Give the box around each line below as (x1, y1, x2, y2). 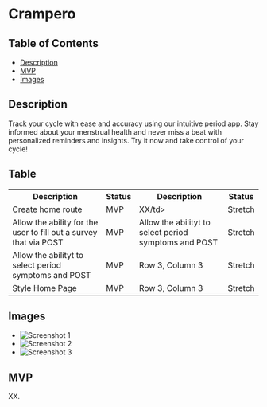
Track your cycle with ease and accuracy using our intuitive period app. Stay (8, 119, 259, 128)
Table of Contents (8, 37, 99, 50)
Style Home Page (12, 282, 77, 293)
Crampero (8, 5, 76, 23)
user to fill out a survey (12, 226, 98, 237)
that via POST (12, 237, 64, 248)
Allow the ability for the (12, 217, 99, 228)
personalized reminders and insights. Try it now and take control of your (8, 135, 245, 145)
